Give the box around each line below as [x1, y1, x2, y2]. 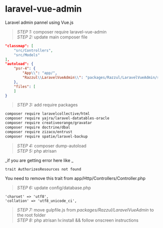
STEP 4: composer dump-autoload [16, 142, 86, 149]
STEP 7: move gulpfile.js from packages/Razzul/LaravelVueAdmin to [16, 207, 154, 212]
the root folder [16, 212, 46, 218]
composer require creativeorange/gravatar [5, 121, 92, 125]
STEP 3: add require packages [16, 102, 78, 108]
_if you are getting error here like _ [5, 157, 74, 163]
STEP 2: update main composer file [16, 34, 88, 40]
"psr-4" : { [14, 66, 36, 71]
